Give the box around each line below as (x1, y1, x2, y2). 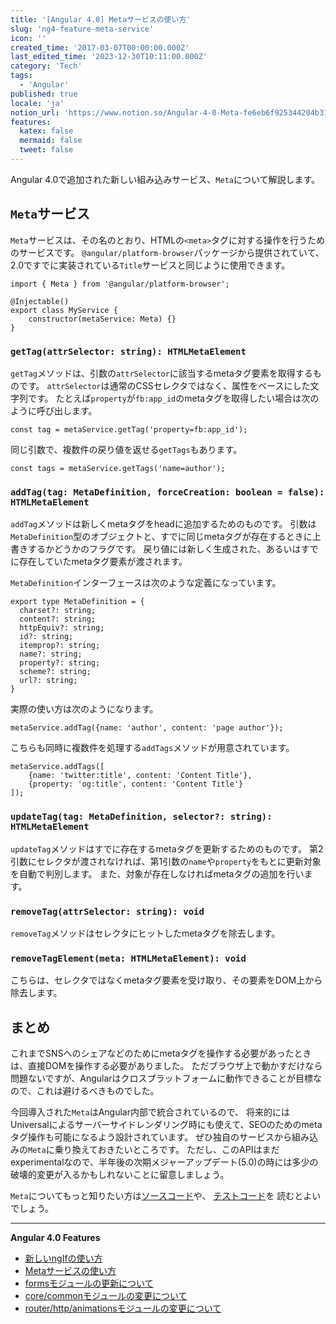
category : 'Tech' (10, 61, 83, 71)
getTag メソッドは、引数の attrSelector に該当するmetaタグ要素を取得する (10, 367, 313, 379)
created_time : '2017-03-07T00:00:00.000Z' (10, 42, 190, 53)
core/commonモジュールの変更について (24, 1289, 188, 1301)
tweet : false (19, 145, 74, 155)
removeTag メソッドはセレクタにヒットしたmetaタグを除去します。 (10, 927, 281, 939)
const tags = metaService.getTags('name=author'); (10, 463, 226, 473)
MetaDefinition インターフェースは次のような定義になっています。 (10, 577, 282, 589)
